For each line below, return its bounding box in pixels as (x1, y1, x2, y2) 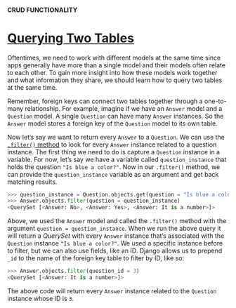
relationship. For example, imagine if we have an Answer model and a (24, 104, 223, 112)
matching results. (7, 178, 58, 186)
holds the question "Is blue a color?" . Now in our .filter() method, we (7, 162, 221, 171)
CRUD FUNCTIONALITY (7, 6, 78, 14)
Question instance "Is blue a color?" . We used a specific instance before (7, 239, 223, 248)
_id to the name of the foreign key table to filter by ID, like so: (7, 254, 185, 262)
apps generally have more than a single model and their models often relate (7, 60, 226, 69)
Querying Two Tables (7, 30, 135, 46)
